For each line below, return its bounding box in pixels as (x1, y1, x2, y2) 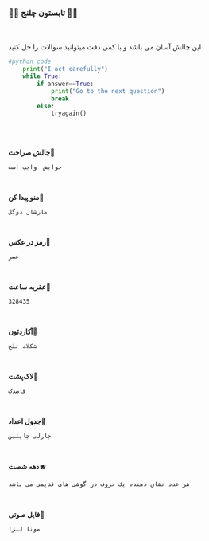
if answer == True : (37, 80, 94, 88)
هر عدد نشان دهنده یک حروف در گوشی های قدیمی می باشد (8, 480, 191, 488)
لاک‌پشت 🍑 (8, 372, 38, 382)
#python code (8, 57, 52, 66)
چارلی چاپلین (8, 432, 52, 441)
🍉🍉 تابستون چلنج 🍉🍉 (8, 7, 78, 18)
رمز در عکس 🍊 (8, 237, 51, 247)
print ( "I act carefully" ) (22, 65, 109, 73)
